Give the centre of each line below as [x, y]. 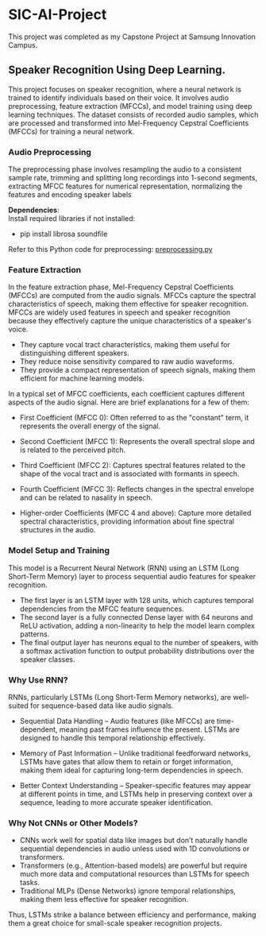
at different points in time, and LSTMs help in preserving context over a [136, 794]
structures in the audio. [58, 530]
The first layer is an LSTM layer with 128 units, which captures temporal [137, 600]
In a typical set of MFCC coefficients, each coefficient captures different [127, 394]
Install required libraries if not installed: [72, 219]
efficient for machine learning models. [82, 378]
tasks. [29, 883]
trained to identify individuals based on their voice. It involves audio [118, 98]
